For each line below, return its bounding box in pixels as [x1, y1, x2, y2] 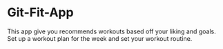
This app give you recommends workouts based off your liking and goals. [7, 27, 216, 35]
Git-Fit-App [7, 5, 74, 20]
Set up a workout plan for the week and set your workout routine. [7, 34, 193, 42]
